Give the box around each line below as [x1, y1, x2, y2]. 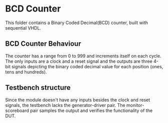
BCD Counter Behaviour [5, 40, 81, 48]
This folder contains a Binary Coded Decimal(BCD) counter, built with [5, 20, 148, 26]
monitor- [126, 102, 144, 108]
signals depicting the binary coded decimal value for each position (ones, [12, 63, 163, 69]
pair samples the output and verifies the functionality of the [30, 107, 153, 113]
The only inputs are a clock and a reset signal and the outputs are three [5, 58, 153, 64]
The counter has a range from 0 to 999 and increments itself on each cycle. [5, 53, 161, 59]
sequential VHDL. [5, 25, 42, 31]
